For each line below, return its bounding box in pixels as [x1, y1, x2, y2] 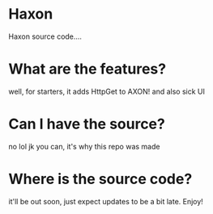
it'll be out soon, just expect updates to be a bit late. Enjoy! [8, 196, 204, 206]
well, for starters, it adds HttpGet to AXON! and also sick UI [8, 86, 205, 96]
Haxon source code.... [8, 31, 83, 41]
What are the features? [8, 60, 167, 78]
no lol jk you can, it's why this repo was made [8, 141, 160, 151]
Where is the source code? [8, 170, 193, 188]
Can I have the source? [8, 115, 166, 133]
